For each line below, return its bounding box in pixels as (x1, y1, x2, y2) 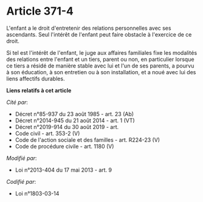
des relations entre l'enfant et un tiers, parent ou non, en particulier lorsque (6, 55, 194, 63)
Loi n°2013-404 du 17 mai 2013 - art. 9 (15, 166, 112, 173)
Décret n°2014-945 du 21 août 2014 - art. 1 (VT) (15, 117, 135, 124)
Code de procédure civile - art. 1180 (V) (15, 142, 114, 150)
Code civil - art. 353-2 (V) (15, 130, 80, 137)
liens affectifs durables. (6, 75, 65, 82)
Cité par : (6, 99, 29, 106)
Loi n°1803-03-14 (15, 190, 60, 197)
